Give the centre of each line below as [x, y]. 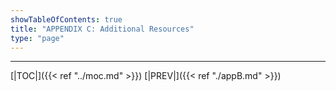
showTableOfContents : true [66, 19]
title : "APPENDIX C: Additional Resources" [102, 29]
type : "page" [37, 38]
